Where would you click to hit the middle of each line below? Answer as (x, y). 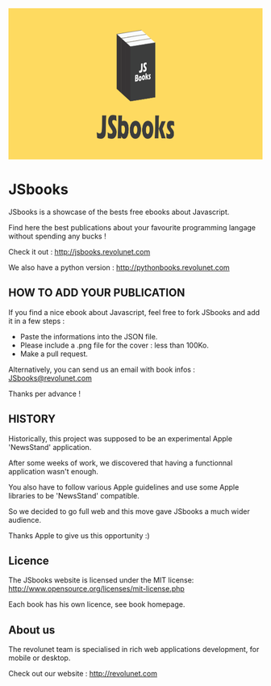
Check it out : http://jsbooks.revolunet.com (79, 251)
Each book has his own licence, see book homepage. (97, 604)
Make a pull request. (54, 354)
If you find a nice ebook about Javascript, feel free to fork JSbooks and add (134, 312)
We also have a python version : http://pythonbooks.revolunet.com (119, 267)
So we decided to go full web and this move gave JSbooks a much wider (129, 511)
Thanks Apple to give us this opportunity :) (79, 535)
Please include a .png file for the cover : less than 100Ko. (115, 345)
